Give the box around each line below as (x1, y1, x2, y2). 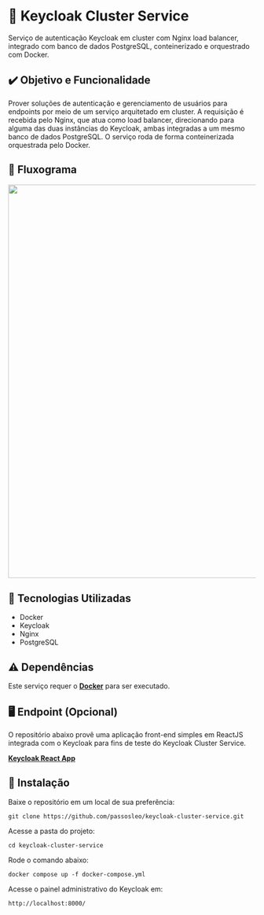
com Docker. (8, 50, 49, 59)
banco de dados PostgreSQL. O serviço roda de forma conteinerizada (8, 131, 234, 141)
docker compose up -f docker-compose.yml (8, 870, 146, 878)
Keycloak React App (8, 754, 76, 762)
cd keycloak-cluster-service (8, 841, 104, 849)
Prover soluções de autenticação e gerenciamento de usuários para (8, 98, 228, 108)
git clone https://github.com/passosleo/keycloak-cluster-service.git (8, 812, 244, 821)
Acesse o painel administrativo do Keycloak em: (8, 884, 163, 894)
